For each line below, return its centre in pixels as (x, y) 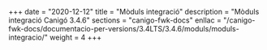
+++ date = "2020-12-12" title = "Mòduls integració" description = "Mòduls (134, 12)
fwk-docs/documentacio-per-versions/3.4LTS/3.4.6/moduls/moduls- (124, 29)
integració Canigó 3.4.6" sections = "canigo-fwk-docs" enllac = (115, 20)
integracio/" (28, 37)
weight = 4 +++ (76, 37)
